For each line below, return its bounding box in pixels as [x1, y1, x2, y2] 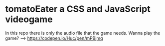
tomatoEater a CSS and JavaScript [5, 3, 151, 15]
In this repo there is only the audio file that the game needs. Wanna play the [5, 30, 161, 36]
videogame [5, 14, 53, 25]
